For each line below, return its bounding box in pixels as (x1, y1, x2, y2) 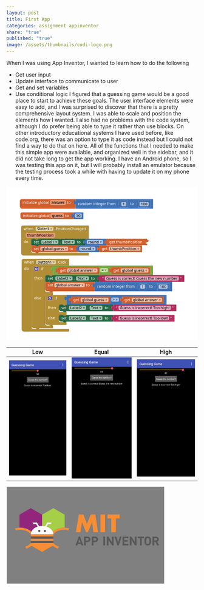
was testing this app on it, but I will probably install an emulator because (15, 162, 196, 168)
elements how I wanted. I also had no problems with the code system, (15, 116, 190, 123)
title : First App (6, 16, 50, 22)
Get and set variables (15, 84, 69, 91)
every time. (15, 174, 44, 182)
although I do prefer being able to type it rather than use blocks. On (15, 123, 184, 130)
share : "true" (6, 29, 42, 35)
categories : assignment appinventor (6, 22, 99, 29)
